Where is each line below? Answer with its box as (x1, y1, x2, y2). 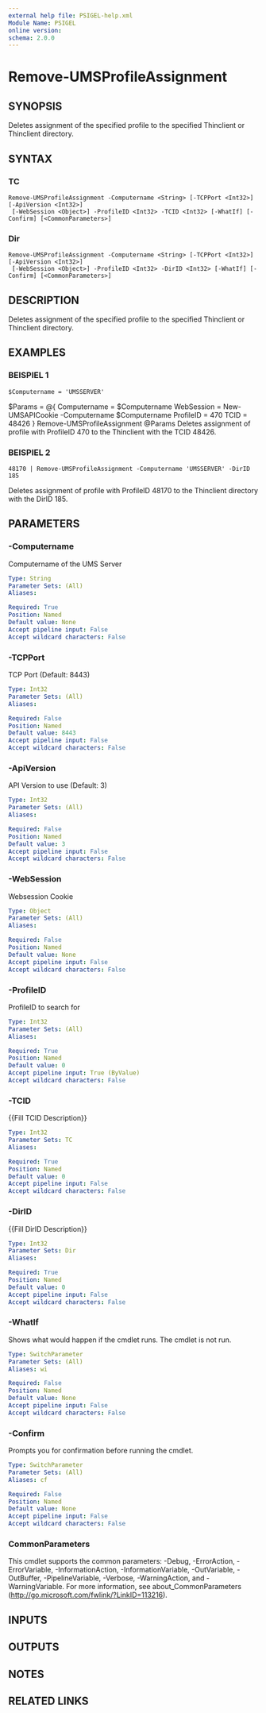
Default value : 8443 (8, 729, 77, 737)
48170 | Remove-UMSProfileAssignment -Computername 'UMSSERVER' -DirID (8, 465, 250, 473)
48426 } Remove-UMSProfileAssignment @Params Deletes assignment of (8, 419, 251, 428)
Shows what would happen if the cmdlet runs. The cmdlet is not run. (8, 1335, 232, 1345)
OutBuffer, (8, 1573, 42, 1583)
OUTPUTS (8, 1641, 60, 1654)
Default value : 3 (8, 839, 66, 848)
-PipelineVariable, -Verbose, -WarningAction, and (43, 1573, 205, 1583)
